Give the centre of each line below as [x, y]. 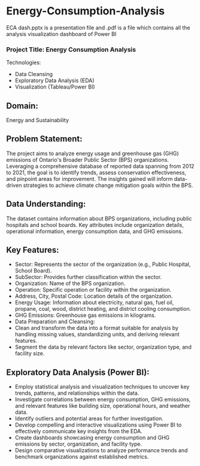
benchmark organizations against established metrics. [82, 457]
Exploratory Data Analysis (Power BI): [78, 372]
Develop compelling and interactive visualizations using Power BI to [98, 425]
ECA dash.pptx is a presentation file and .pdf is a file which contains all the [98, 28]
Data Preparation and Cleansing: [55, 322]
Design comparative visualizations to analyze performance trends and [101, 450]
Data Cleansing [34, 74]
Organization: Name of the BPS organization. [70, 283]
